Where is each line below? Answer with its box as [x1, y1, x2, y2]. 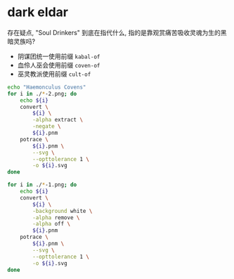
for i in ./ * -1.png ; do [7, 181, 77, 188]
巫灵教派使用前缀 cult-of [17, 70, 91, 78]
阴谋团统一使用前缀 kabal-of [17, 52, 100, 60]
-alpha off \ [32, 221, 71, 228]
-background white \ [32, 207, 93, 214]
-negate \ [32, 123, 61, 130]
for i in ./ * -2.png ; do [7, 90, 77, 97]
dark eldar [7, 4, 69, 20]
